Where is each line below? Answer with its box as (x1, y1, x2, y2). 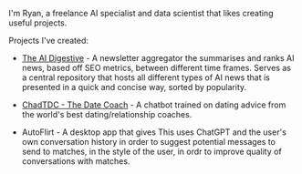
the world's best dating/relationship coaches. (21, 109, 193, 119)
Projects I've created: (8, 36, 89, 46)
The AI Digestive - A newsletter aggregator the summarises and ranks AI (21, 53, 295, 63)
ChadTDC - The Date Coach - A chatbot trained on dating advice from (21, 99, 286, 110)
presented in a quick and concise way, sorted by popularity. (21, 82, 247, 92)
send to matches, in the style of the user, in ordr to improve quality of (21, 146, 282, 157)
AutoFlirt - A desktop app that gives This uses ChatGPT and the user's (21, 127, 286, 138)
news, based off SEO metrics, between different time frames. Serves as (21, 63, 291, 73)
